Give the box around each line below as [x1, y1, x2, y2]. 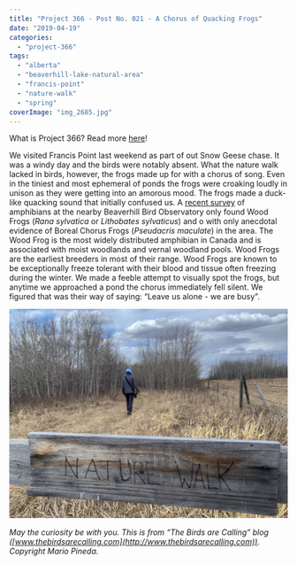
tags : [9, 51, 29, 61]
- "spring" [17, 98, 57, 107]
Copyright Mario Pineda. [9, 546, 99, 557]
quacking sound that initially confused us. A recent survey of [23, 197, 246, 208]
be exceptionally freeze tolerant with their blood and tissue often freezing [9, 263, 277, 274]
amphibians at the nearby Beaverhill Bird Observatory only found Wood [9, 206, 269, 217]
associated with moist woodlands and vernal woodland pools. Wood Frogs [9, 244, 280, 255]
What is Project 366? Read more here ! [9, 133, 148, 143]
